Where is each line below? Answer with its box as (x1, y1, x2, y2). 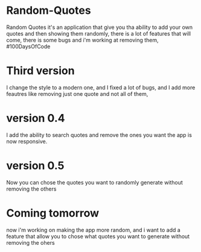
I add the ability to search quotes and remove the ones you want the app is (6, 131, 192, 139)
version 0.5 (6, 159, 65, 172)
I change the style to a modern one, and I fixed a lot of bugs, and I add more (6, 84, 196, 91)
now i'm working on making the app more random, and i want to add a (6, 226, 181, 233)
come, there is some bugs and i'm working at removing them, (6, 36, 159, 43)
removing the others (6, 185, 57, 192)
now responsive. (6, 137, 48, 145)
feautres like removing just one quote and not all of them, (6, 90, 148, 97)
